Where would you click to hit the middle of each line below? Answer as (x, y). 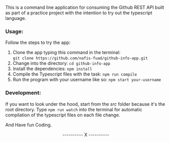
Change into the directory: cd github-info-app (62, 63)
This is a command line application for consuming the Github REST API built (85, 7)
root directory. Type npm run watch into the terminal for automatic (74, 109)
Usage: (15, 31)
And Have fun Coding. (29, 125)
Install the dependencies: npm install (52, 69)
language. (16, 18)
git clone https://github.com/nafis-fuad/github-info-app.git (80, 58)
